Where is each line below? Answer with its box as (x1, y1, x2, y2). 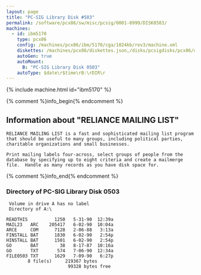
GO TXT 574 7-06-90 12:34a (6, 248, 114, 254)
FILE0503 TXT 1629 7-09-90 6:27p (6, 253, 114, 259)
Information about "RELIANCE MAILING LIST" (6, 115, 179, 125)
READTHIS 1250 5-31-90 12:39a (6, 217, 114, 223)
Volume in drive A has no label (8, 201, 90, 207)
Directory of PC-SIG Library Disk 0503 (6, 187, 120, 196)
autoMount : (17, 58, 44, 64)
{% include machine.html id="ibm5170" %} (6, 86, 112, 93)
